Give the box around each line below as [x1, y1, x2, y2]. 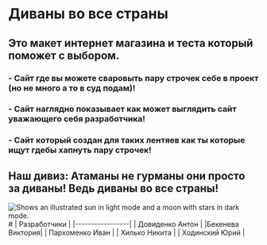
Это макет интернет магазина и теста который [8, 36, 253, 50]
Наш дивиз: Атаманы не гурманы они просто [8, 169, 246, 182]
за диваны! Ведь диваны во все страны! [8, 182, 219, 195]
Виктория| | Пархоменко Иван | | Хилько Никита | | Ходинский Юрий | [8, 228, 246, 238]
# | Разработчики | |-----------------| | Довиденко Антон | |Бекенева [8, 220, 240, 229]
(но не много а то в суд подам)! [8, 82, 136, 94]
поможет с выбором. [8, 48, 120, 62]
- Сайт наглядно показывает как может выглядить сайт [8, 104, 237, 115]
